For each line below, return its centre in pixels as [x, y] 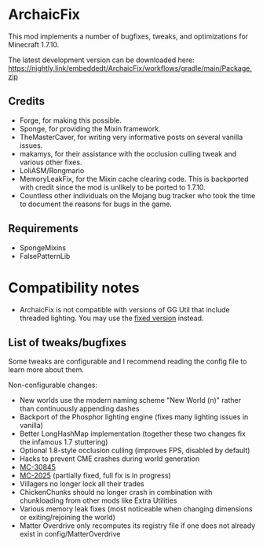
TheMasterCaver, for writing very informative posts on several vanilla [131, 137]
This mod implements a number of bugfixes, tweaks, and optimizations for [128, 36]
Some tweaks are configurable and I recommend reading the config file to [128, 362]
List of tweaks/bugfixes [68, 343]
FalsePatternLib [45, 256]
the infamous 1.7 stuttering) [64, 442]
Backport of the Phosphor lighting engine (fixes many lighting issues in [134, 417]
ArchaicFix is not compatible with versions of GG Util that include [124, 309]
